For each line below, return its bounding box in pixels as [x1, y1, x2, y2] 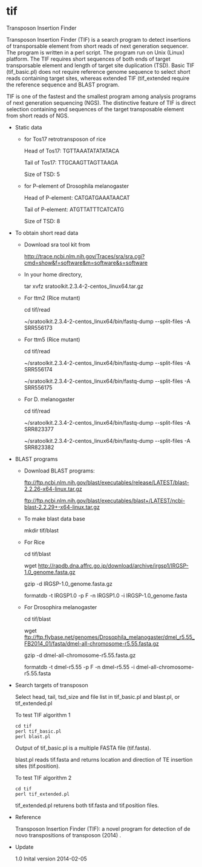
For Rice [24, 538, 45, 546]
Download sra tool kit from [24, 241, 91, 248]
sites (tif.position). [15, 762, 60, 770]
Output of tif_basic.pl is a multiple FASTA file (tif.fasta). [15, 744, 151, 751]
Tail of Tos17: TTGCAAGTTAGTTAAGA [24, 159, 119, 166]
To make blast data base [24, 515, 86, 522]
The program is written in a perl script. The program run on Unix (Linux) [6, 48, 185, 56]
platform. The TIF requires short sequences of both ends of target [6, 55, 171, 62]
